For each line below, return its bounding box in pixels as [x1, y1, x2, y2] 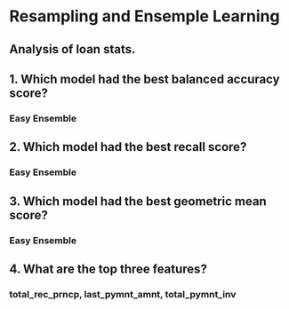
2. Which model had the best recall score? [9, 139, 247, 154]
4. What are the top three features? [9, 261, 207, 276]
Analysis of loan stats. [9, 42, 136, 57]
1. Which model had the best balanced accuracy [9, 71, 280, 86]
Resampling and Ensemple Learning [9, 6, 280, 27]
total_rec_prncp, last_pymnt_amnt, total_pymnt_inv [9, 288, 237, 300]
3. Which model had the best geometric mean [9, 194, 267, 209]
